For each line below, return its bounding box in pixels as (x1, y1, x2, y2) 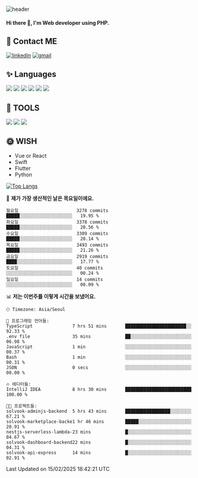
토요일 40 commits (6, 265, 103, 271)
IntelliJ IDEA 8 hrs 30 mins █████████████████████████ (6, 386, 192, 392)
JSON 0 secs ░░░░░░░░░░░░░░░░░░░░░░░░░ (6, 364, 192, 370)
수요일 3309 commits (6, 230, 109, 236)
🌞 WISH (6, 136, 37, 146)
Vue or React (14, 152, 47, 159)
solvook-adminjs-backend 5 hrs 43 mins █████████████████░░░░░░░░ (6, 408, 192, 414)
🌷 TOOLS (6, 102, 40, 113)
